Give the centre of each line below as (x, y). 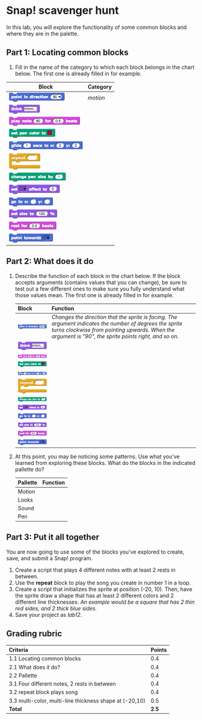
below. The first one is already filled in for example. (78, 74)
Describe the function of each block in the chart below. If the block (98, 276)
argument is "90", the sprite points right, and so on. (115, 336)
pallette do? (29, 469)
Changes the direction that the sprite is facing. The (114, 317)
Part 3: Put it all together (53, 537)
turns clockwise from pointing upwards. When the (113, 330)
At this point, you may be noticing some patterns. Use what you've (97, 456)
